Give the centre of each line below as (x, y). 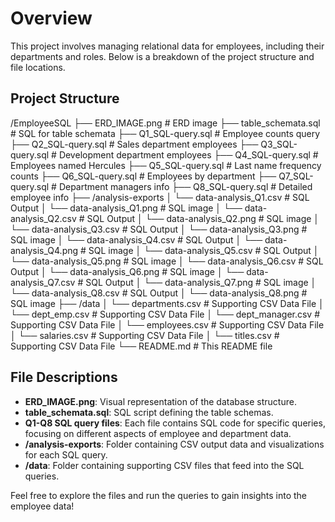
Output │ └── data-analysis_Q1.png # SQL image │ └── (126, 208)
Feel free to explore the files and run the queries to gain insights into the (159, 495)
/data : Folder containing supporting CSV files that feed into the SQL (164, 465)
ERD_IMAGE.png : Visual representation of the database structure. (160, 401)
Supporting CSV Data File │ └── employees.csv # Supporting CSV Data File (167, 324)
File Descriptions (64, 377)
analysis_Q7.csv (43, 282)
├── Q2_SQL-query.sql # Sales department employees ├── (134, 144)
